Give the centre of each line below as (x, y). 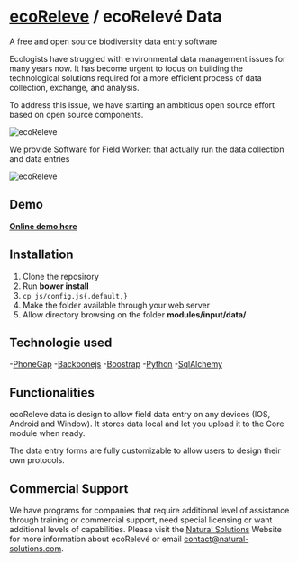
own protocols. (37, 460)
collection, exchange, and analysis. (74, 87)
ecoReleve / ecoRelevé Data (116, 17)
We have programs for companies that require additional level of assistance (149, 510)
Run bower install (55, 286)
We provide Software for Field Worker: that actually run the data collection (147, 149)
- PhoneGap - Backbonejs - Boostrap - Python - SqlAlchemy (116, 364)
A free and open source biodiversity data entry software (113, 41)
